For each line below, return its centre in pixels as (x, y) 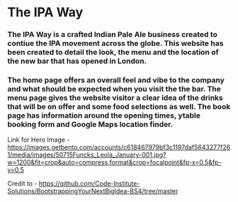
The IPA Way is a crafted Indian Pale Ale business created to (113, 35)
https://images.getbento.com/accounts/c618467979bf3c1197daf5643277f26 (119, 147)
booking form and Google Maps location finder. (90, 125)
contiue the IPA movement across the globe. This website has (115, 43)
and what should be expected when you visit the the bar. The (114, 89)
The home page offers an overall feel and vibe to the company (116, 80)
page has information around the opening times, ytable (104, 116)
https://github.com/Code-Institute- (89, 184)
